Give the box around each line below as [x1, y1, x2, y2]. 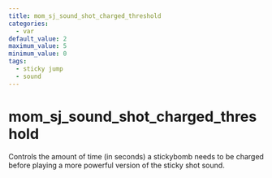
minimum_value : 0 [8, 50, 67, 58]
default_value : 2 [8, 34, 67, 43]
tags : [8, 58, 27, 66]
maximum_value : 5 [8, 42, 67, 50]
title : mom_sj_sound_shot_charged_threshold [8, 11, 162, 20]
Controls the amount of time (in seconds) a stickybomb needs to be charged [8, 151, 264, 161]
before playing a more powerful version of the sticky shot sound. [8, 160, 225, 170]
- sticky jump [15, 65, 63, 73]
